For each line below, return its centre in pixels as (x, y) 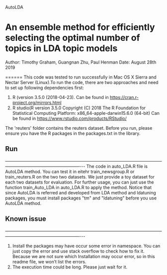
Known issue (26, 219)
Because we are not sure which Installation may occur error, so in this (83, 256)
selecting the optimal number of (73, 38)
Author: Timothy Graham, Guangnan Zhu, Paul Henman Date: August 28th (81, 62)
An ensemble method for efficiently (80, 27)
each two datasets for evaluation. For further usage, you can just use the (80, 182)
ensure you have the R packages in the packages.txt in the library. (73, 133)
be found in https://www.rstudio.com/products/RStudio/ (69, 118)
